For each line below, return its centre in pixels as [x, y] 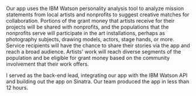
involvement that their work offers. [48, 64]
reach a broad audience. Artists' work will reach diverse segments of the [94, 51]
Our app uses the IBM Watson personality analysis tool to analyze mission [95, 8]
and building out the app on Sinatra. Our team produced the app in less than [98, 81]
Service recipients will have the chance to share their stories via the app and [98, 45]
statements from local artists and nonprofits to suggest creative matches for [98, 15]
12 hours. [17, 88]
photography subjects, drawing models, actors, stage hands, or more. [90, 39]
